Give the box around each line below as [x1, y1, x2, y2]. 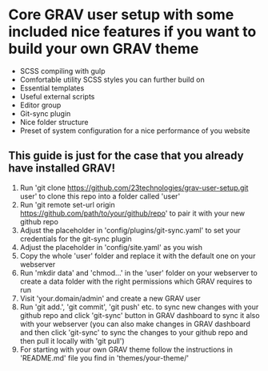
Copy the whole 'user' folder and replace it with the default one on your [19, 251, 256, 260]
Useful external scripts [19, 91, 95, 101]
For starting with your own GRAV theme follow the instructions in [19, 345, 234, 354]
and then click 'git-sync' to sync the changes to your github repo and [19, 327, 248, 337]
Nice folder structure [19, 117, 89, 127]
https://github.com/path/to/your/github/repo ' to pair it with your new [19, 208, 246, 218]
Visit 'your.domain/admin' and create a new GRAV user [19, 293, 201, 303]
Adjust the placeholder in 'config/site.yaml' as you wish [19, 242, 202, 252]
